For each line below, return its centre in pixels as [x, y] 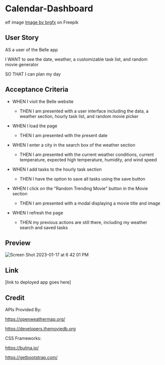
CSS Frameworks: [23, 338]
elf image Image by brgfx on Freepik [42, 22]
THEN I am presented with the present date [64, 135]
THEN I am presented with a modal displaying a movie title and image [90, 203]
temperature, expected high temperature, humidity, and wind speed [88, 160]
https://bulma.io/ [22, 348]
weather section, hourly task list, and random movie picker [79, 116]
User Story [22, 38]
